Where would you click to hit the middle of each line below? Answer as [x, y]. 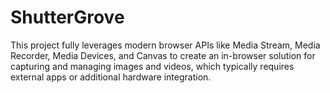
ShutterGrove [67, 17]
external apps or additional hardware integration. [111, 77]
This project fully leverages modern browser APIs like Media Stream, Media [165, 45]
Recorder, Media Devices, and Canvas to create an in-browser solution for [163, 55]
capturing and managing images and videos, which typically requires [152, 66]
